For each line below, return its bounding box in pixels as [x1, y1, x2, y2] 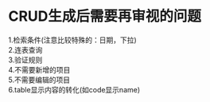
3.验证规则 [8, 55, 43, 65]
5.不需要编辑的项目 [8, 75, 70, 84]
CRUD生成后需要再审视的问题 [8, 7, 201, 25]
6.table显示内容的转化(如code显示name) [8, 84, 141, 94]
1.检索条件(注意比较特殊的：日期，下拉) [8, 35, 137, 45]
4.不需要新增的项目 [8, 65, 71, 74]
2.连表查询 [8, 45, 43, 54]
